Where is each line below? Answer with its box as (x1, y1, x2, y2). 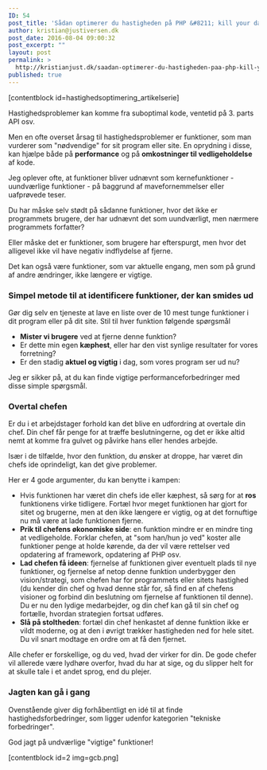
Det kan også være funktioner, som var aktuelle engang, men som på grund (8, 261, 256, 271)
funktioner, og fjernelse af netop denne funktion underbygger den (19, 567, 236, 577)
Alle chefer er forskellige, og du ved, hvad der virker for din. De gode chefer (8, 650, 257, 659)
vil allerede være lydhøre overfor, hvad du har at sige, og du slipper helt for (8, 659, 254, 668)
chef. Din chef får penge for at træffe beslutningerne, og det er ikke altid (8, 428, 245, 437)
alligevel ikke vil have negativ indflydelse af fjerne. (8, 246, 173, 256)
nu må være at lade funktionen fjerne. (19, 516, 144, 526)
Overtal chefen (8, 401, 68, 412)
